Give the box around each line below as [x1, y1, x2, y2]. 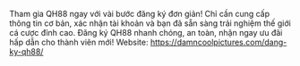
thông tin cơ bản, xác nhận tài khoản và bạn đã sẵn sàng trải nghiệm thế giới [9, 18, 291, 29]
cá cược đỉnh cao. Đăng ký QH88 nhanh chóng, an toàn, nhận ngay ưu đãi [9, 28, 283, 37]
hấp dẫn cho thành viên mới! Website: [9, 37, 149, 47]
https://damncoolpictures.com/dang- [150, 37, 287, 47]
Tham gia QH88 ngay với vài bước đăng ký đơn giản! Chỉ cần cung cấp [9, 9, 270, 19]
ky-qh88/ [9, 46, 44, 57]
